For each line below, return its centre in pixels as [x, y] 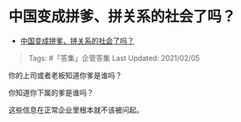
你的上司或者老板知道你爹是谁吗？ [65, 75]
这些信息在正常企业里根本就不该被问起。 [76, 110]
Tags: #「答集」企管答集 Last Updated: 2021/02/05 [114, 58]
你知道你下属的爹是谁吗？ [51, 92]
